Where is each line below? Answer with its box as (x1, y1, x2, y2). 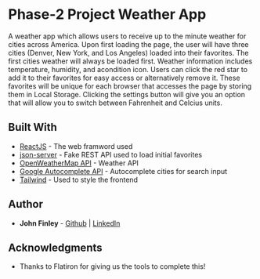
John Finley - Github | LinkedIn (19, 218, 121, 228)
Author (8, 197, 43, 211)
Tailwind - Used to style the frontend (19, 175, 139, 184)
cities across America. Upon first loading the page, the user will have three (8, 39, 249, 49)
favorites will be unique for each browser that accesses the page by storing (8, 81, 252, 91)
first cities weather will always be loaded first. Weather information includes (8, 56, 253, 66)
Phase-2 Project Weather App (8, 5, 207, 24)
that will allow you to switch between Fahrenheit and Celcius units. (8, 98, 223, 107)
